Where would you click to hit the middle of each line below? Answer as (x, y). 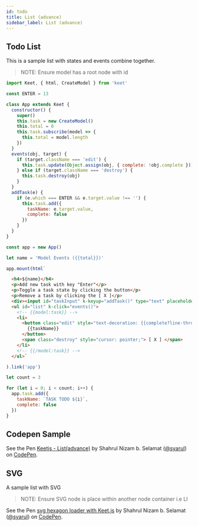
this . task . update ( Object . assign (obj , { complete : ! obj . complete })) (108, 165)
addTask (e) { (27, 192)
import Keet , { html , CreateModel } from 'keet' (67, 83)
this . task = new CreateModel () (55, 121)
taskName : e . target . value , (60, 209)
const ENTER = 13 (27, 94)
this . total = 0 (35, 127)
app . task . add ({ (30, 394)
